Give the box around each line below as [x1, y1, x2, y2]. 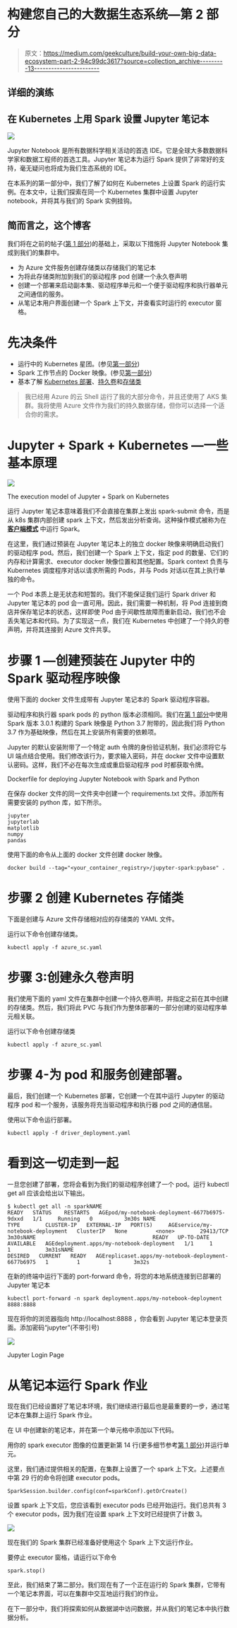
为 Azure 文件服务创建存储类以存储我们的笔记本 [17, 263, 157, 272]
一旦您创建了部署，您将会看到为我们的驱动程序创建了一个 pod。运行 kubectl [7, 1180, 229, 1188]
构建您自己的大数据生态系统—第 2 [7, 6, 204, 23]
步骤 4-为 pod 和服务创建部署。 [7, 1066, 190, 1083]
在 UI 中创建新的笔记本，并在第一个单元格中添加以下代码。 [7, 1426, 178, 1434]
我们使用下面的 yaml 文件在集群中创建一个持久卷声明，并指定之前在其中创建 [7, 994, 229, 1003]
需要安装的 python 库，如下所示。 [7, 798, 106, 806]
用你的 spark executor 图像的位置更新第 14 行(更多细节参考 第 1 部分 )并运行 [7, 1441, 224, 1450]
